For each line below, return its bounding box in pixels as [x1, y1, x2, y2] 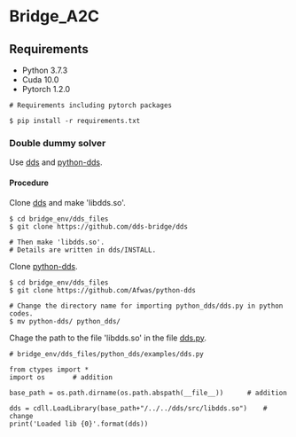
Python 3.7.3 [21, 65, 68, 75]
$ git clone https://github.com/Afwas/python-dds [9, 285, 197, 294]
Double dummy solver [9, 137, 106, 149]
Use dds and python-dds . [9, 157, 103, 168]
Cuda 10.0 [21, 74, 59, 85]
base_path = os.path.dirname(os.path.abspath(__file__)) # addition [9, 388, 288, 397]
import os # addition [9, 372, 113, 382]
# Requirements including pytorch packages [9, 101, 173, 110]
